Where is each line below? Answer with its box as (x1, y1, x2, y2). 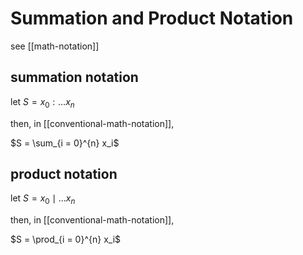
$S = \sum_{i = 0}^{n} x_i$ (10, 137, 120, 149)
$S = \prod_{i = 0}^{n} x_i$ (10, 233, 122, 246)
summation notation (10, 69, 139, 86)
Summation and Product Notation (10, 7, 294, 30)
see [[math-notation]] (10, 40, 100, 52)
